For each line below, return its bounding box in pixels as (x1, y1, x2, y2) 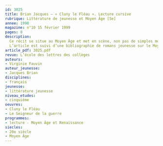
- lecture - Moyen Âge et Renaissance (5, 120, 83, 125)
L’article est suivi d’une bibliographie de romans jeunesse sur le (9, 43, 151, 48)
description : (5, 35, 32, 39)
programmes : (5, 115, 29, 121)
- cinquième (5, 98, 29, 103)
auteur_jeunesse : (5, 66, 40, 71)
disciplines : (5, 75, 32, 80)
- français (5, 79, 27, 84)
